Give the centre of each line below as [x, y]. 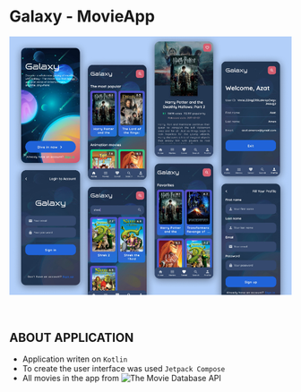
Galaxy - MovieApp [82, 17]
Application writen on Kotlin [75, 359]
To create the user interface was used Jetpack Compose [124, 369]
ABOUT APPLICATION [72, 337]
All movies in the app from [70, 379]
